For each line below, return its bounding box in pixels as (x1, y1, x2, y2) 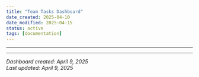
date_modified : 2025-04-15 (6, 20, 73, 25)
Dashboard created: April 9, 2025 (6, 58, 89, 65)
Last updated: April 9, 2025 (6, 65, 73, 72)
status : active (6, 25, 44, 31)
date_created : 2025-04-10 (6, 14, 70, 20)
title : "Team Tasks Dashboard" (6, 8, 84, 15)
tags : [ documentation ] (6, 31, 62, 37)
